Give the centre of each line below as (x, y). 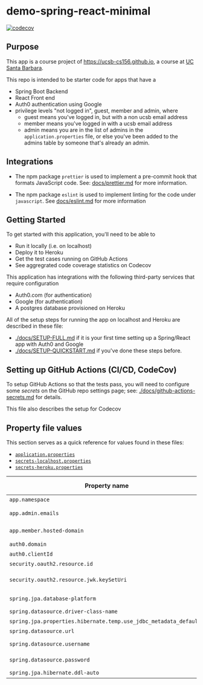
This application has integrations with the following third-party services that (101, 277)
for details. (49, 397)
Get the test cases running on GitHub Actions (71, 259)
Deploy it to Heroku (39, 253)
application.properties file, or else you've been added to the (101, 136)
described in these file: (35, 326)
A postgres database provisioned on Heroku (70, 308)
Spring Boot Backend (41, 91)
